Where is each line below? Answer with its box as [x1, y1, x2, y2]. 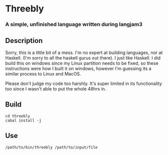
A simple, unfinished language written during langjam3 [5, 21, 142, 28]
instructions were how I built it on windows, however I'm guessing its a [5, 65, 152, 71]
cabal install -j [5, 118, 42, 123]
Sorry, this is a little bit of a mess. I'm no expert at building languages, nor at [5, 49, 163, 55]
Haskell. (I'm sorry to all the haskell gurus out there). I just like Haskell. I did [5, 54, 161, 60]
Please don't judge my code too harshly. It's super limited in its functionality [5, 80, 162, 86]
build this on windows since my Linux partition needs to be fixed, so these [5, 60, 158, 66]
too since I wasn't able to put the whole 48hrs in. [5, 85, 107, 91]
